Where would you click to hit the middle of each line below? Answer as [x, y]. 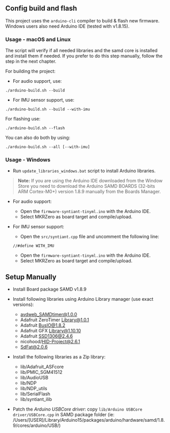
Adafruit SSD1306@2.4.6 [46, 336]
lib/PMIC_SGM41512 [41, 372]
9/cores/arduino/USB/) [37, 425]
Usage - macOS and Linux [38, 39]
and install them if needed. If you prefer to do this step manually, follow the [84, 56]
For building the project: [30, 71]
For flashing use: [23, 119]
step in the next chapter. [31, 61]
